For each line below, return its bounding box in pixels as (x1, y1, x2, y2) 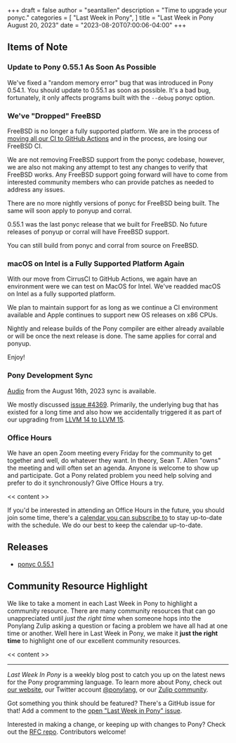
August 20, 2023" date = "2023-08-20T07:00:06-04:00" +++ (7, 21, 187, 29)
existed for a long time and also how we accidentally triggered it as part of (7, 407, 223, 416)
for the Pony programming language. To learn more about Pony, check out (7, 678, 223, 686)
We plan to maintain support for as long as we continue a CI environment (7, 303, 218, 312)
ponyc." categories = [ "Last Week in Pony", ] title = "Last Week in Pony (7, 13, 214, 22)
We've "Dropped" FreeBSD (7, 110, 102, 120)
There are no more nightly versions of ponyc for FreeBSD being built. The (7, 198, 220, 207)
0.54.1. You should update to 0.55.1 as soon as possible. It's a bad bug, (7, 86, 211, 94)
